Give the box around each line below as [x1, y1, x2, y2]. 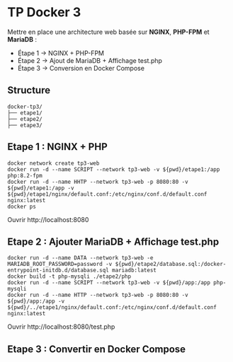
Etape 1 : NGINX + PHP [7, 141, 108, 153]
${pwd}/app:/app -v [7, 298, 65, 305]
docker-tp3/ [7, 103, 42, 110]
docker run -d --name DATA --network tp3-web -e [7, 255, 154, 262]
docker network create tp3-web [7, 160, 100, 167]
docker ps [7, 203, 37, 210]
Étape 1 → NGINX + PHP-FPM [17, 49, 105, 57]
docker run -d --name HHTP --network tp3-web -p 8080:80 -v [7, 178, 189, 185]
